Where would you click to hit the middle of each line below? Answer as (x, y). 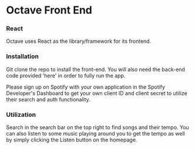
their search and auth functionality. (48, 99)
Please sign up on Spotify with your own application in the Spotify (86, 87)
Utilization (21, 114)
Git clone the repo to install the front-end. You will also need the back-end (95, 69)
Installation (23, 56)
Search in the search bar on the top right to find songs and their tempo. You (97, 127)
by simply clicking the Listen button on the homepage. (72, 140)
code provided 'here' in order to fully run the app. (66, 75)
